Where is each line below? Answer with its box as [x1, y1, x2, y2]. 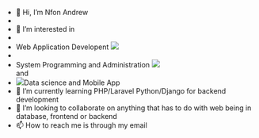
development [15, 95, 59, 104]
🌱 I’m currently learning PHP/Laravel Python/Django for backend [15, 86, 227, 95]
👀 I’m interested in [15, 25, 75, 33]
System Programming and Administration [15, 60, 150, 69]
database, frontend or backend [15, 112, 117, 121]
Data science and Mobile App [23, 78, 120, 87]
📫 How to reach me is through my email [15, 121, 148, 130]
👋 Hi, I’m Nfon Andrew [15, 8, 89, 17]
